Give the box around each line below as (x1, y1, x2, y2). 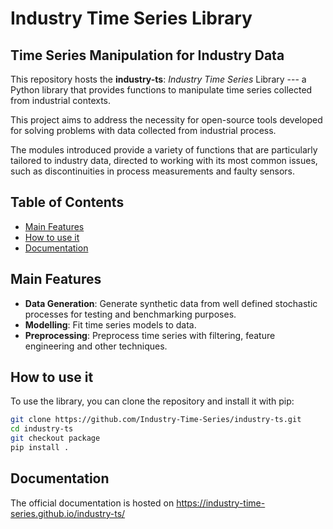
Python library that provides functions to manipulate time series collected (10, 84, 313, 96)
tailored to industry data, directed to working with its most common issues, (10, 155, 318, 166)
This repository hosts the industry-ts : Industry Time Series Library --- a (10, 73, 307, 85)
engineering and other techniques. (24, 340, 168, 352)
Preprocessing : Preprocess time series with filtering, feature (24, 329, 276, 341)
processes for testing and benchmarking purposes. (24, 308, 237, 320)
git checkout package (10, 433, 101, 444)
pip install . (10, 443, 70, 453)
